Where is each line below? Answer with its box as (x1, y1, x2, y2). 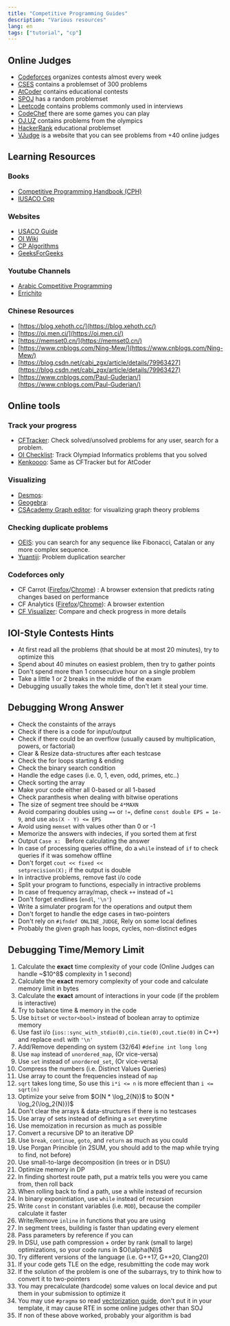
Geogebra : (17, 498, 49, 507)
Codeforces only (8, 570, 65, 579)
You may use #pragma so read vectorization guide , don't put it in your (17, 1296, 212, 1305)
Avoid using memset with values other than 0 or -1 (17, 822, 156, 830)
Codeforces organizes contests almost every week (17, 73, 162, 81)
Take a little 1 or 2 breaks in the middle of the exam (17, 675, 162, 683)
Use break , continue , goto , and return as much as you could (17, 1136, 188, 1144)
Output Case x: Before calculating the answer (17, 837, 150, 845)
